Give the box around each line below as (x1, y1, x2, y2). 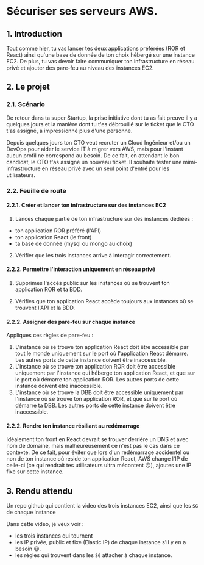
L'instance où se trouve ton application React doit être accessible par (15, 344, 189, 351)
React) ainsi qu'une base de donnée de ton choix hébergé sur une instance (6, 51, 195, 59)
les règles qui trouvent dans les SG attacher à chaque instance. (15, 552, 172, 559)
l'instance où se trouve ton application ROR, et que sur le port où (15, 395, 178, 403)
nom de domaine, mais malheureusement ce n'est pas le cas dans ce (6, 442, 180, 450)
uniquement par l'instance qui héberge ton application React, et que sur (15, 369, 195, 376)
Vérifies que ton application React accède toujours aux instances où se (15, 298, 194, 305)
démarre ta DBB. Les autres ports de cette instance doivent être (15, 401, 175, 409)
